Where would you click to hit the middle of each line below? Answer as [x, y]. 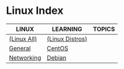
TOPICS [104, 29]
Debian [56, 57]
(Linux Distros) [67, 39]
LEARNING [67, 29]
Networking [25, 57]
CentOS [57, 48]
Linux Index [35, 11]
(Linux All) [23, 39]
